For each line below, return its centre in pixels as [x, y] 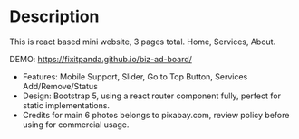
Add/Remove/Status [60, 86]
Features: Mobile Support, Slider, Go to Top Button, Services [135, 76]
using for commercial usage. [76, 125]
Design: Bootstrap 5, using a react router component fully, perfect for [151, 96]
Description [54, 17]
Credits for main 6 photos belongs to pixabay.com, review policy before [156, 115]
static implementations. [66, 105]
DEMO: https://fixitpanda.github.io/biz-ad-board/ [101, 59]
